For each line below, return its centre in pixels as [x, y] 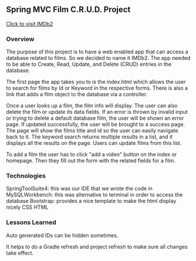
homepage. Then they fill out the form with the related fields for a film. [91, 161]
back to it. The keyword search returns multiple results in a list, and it [89, 137]
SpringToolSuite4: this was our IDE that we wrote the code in [79, 189]
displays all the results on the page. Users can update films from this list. [94, 143]
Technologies [26, 176]
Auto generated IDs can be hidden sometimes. [62, 235]
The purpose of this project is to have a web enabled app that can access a [97, 52]
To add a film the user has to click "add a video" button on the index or [92, 154]
